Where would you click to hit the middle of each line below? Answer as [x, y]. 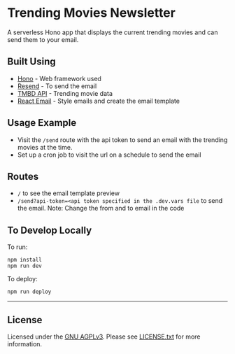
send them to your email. [43, 39]
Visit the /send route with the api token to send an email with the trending [122, 140]
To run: [17, 247]
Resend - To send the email [57, 86]
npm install [24, 260]
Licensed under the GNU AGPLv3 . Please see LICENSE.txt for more [104, 337]
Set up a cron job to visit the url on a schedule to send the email [109, 155]
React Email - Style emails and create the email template [99, 101]
